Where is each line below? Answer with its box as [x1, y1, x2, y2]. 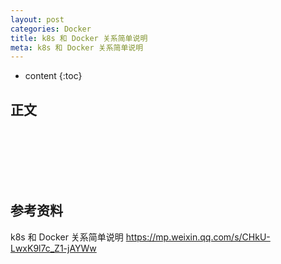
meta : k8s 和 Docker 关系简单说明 [10, 42, 144, 53]
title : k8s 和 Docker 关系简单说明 [10, 33, 148, 43]
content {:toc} [24, 70, 83, 82]
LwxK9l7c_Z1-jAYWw [10, 242, 97, 254]
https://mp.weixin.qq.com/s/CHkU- [125, 231, 271, 243]
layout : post [10, 14, 65, 25]
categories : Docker [10, 24, 92, 34]
